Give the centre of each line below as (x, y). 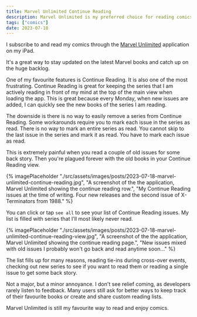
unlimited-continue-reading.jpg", (45, 183)
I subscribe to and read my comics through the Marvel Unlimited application (98, 45)
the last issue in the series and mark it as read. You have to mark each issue (98, 135)
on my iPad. (21, 51)
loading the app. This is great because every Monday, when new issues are (97, 99)
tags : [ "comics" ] (27, 22)
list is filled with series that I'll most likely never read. (69, 219)
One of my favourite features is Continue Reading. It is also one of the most (97, 80)
